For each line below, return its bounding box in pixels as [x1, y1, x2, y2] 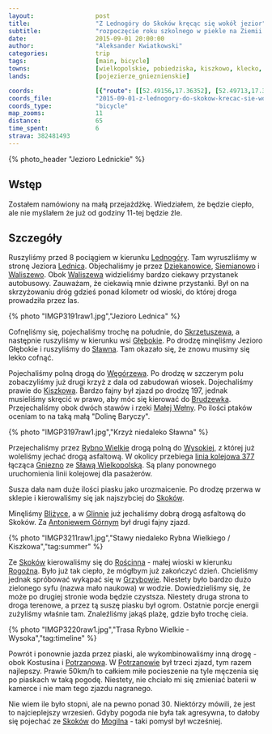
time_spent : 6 [8, 125, 100, 133]
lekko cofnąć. [8, 353, 54, 363]
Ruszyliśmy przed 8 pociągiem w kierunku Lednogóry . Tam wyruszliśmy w [8, 253, 257, 262]
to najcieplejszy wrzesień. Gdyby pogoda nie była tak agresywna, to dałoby [8, 708, 261, 718]
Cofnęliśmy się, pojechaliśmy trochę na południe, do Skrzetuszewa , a [8, 327, 240, 337]
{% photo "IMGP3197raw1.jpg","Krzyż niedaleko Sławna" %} [8, 427, 209, 437]
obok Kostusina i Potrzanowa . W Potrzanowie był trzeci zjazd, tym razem [8, 658, 253, 668]
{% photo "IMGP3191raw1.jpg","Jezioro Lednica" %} [8, 311, 181, 321]
